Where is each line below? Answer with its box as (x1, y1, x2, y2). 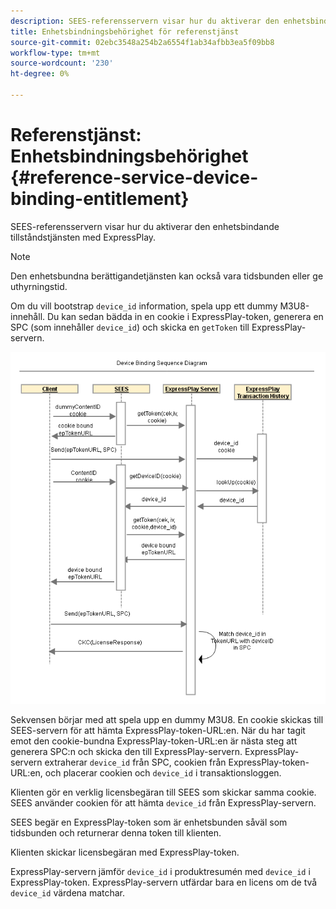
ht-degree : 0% (10, 69, 70, 79)
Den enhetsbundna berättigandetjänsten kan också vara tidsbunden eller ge (10, 270, 324, 282)
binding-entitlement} (10, 188, 190, 210)
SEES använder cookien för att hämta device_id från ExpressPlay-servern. (10, 797, 317, 809)
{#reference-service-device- (10, 166, 259, 189)
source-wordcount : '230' (10, 58, 114, 69)
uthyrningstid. (10, 280, 68, 292)
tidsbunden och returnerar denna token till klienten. (10, 827, 222, 839)
